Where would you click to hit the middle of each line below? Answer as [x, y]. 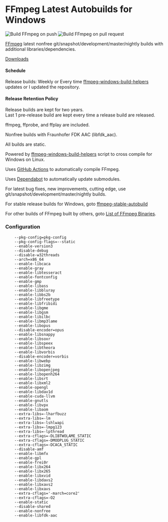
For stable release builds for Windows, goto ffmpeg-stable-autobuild [76, 204]
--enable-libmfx [32, 453]
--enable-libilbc [33, 317]
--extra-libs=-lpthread [39, 431]
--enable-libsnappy [35, 334]
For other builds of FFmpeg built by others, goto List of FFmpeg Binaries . [81, 214]
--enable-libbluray [35, 290]
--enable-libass [32, 286]
